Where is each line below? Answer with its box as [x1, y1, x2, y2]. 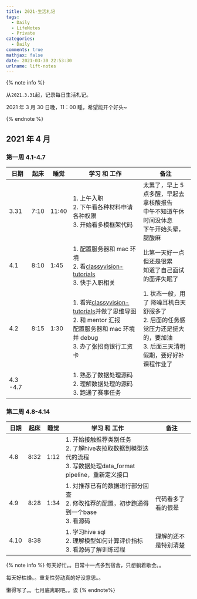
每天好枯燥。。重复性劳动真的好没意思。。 [6, 574, 104, 581]
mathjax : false [6, 52, 43, 58]
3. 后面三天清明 [142, 343, 186, 351]
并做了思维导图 [94, 307, 137, 316]
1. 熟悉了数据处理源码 [73, 371, 133, 379]
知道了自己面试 [142, 266, 185, 275]
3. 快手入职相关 [73, 279, 116, 287]
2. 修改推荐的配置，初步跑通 [65, 499, 144, 507]
